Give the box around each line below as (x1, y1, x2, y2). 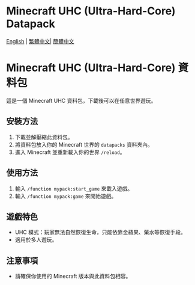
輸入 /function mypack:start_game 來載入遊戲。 (14, 185, 133, 192)
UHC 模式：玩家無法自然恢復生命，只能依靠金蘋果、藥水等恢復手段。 (14, 228, 186, 236)
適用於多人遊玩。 (14, 236, 58, 244)
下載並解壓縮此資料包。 (14, 133, 73, 141)
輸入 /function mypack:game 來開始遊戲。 (14, 192, 117, 200)
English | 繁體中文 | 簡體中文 (6, 37, 74, 44)
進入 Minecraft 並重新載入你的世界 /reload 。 (14, 149, 125, 156)
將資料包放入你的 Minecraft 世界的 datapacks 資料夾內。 (14, 141, 153, 148)
